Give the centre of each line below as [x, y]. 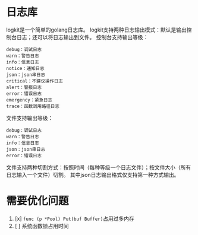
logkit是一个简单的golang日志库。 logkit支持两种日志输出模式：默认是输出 [97, 30]
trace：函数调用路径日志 [33, 106]
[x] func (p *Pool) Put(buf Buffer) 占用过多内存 [75, 218]
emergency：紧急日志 [29, 100]
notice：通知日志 [25, 68]
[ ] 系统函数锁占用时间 [42, 226]
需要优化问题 [38, 201]
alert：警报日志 [24, 87]
